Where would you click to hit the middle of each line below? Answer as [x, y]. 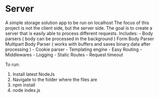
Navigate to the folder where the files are [55, 79]
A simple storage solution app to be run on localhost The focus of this [77, 23]
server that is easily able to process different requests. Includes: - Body [79, 33]
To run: [13, 64]
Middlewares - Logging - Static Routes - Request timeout [64, 55]
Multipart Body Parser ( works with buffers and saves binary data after [78, 44]
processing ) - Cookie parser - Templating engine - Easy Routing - [73, 49]
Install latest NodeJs [34, 74]
